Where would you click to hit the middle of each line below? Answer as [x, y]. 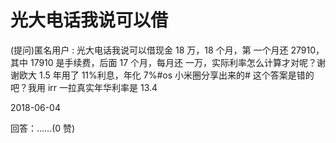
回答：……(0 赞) [43, 128]
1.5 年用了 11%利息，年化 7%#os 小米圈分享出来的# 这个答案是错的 [176, 75]
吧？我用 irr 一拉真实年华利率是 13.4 [84, 87]
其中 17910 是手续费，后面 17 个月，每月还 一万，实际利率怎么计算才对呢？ [163, 62]
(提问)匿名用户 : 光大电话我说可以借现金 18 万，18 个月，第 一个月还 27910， [167, 50]
